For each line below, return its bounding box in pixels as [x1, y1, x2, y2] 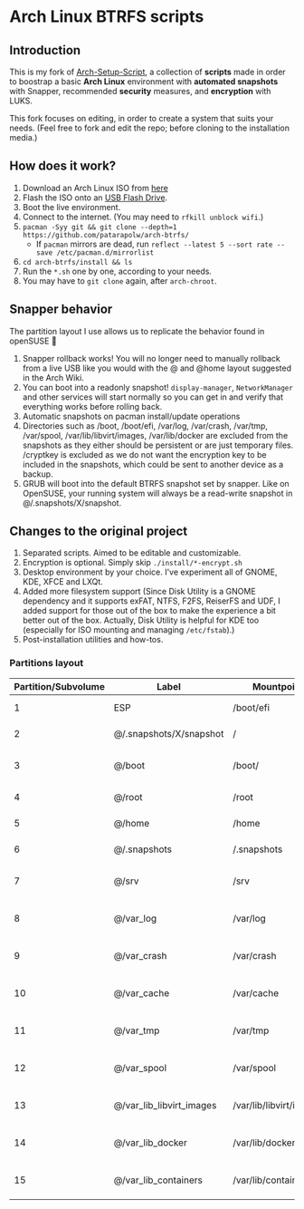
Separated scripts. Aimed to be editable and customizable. [22, 547, 242, 558]
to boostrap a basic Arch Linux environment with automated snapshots [9, 76, 279, 87]
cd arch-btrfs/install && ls [22, 257, 133, 266]
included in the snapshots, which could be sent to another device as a [22, 459, 284, 469]
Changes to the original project [9, 524, 188, 539]
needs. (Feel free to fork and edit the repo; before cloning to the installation [9, 122, 290, 133]
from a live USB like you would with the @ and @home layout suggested [22, 363, 292, 373]
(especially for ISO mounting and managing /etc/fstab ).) [22, 624, 235, 635]
